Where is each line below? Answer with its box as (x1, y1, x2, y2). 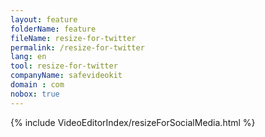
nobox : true (10, 89, 60, 99)
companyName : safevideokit (10, 71, 123, 81)
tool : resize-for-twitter (10, 61, 118, 71)
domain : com (10, 80, 65, 90)
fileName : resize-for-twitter (10, 33, 137, 43)
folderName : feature (10, 24, 97, 34)
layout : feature (10, 14, 78, 25)
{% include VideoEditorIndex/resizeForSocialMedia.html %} (10, 116, 256, 128)
